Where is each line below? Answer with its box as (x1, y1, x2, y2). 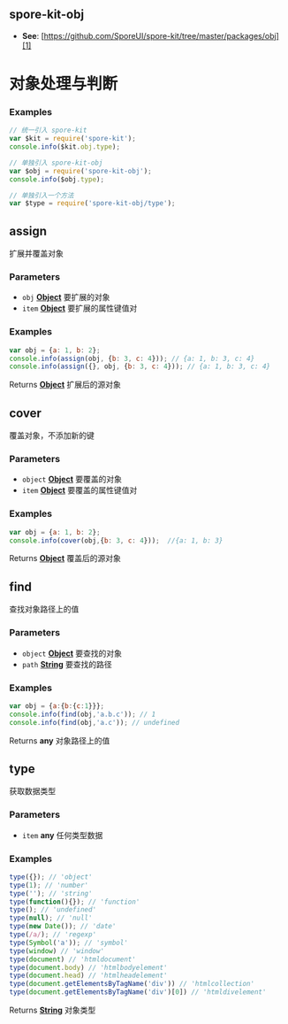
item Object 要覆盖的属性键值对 (21, 485, 138, 496)
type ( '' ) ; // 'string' (9, 889, 93, 897)
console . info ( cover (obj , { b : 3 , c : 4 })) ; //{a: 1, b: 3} (9, 535, 224, 545)
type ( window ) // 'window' (9, 946, 104, 955)
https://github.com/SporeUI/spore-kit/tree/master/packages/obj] (43, 30, 280, 41)
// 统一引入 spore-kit (9, 126, 87, 135)
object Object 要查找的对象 (21, 648, 122, 658)
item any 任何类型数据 (21, 829, 103, 840)
